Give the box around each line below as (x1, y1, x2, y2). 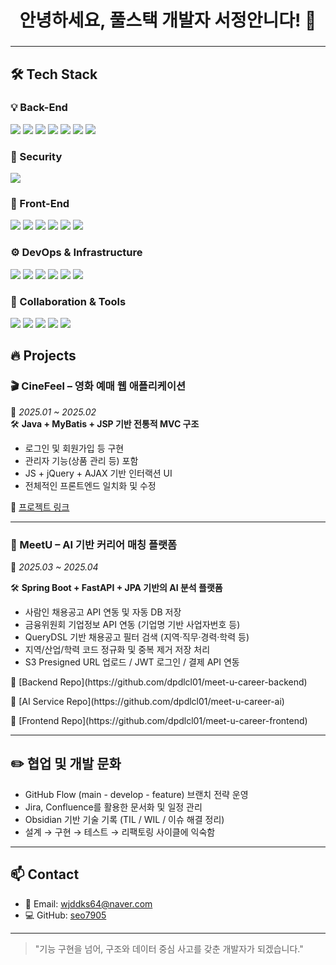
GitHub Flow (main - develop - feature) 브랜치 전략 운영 (24, 788, 249, 800)
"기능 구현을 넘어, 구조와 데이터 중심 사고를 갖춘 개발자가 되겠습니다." (34, 942, 304, 955)
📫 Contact (10, 866, 80, 883)
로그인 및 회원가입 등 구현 (24, 442, 125, 454)
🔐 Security (10, 149, 63, 163)
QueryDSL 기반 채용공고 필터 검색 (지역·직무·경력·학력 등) (24, 631, 250, 643)
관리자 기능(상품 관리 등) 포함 (24, 454, 139, 466)
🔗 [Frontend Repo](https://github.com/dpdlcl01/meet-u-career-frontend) (10, 714, 308, 726)
